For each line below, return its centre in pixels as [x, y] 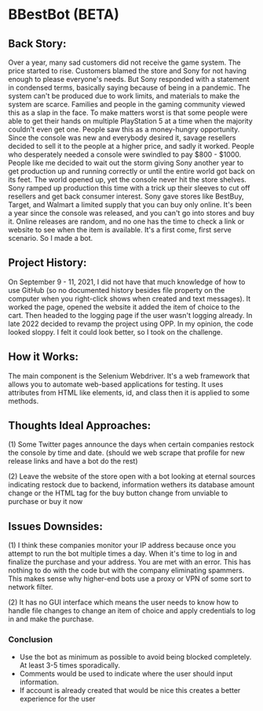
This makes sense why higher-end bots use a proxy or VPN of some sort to [130, 579]
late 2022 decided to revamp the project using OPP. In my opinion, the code [131, 324]
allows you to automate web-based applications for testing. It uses [116, 384]
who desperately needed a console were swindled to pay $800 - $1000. [125, 154]
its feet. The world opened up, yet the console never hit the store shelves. [128, 180]
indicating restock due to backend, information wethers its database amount [131, 485]
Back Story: [37, 44]
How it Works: [43, 357]
